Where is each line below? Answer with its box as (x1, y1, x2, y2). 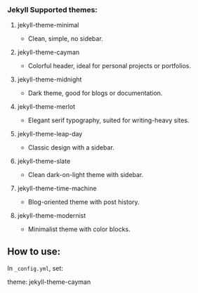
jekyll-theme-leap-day (17, 130, 83, 138)
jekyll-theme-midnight (17, 75, 82, 84)
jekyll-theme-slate (17, 157, 71, 166)
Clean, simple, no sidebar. (27, 34, 103, 43)
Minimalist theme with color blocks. (27, 225, 131, 233)
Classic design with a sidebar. (27, 143, 114, 152)
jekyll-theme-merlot (17, 103, 76, 111)
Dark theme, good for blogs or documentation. (27, 89, 163, 98)
